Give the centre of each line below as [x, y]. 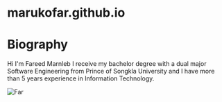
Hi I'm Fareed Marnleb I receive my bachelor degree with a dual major [107, 64]
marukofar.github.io [66, 13]
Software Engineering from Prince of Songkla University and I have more [111, 71]
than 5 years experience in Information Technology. [81, 78]
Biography [37, 45]
